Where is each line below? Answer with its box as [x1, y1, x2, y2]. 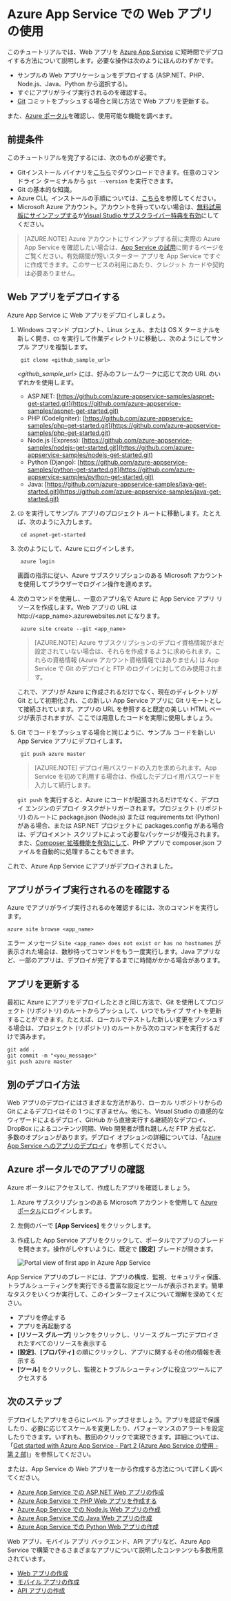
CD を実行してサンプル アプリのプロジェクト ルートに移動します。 [17, 509, 203, 517]
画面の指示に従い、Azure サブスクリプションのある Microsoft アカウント [17, 571, 224, 579]
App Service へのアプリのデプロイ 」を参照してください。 [7, 1142, 170, 1149]
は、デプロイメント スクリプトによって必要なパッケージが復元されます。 [17, 830, 223, 838]
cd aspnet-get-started [20, 531, 86, 538]
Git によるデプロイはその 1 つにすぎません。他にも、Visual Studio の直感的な [7, 1107, 224, 1115]
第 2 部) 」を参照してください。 [7, 1450, 95, 1458]
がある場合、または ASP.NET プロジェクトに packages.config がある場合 [17, 821, 224, 829]
